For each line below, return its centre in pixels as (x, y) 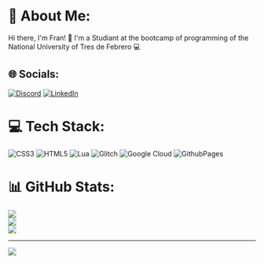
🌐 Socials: (34, 74)
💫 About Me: (49, 16)
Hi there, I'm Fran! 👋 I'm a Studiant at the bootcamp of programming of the (128, 38)
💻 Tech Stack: (57, 126)
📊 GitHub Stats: (62, 187)
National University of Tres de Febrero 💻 (75, 46)
